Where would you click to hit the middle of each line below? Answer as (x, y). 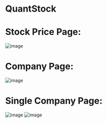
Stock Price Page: (43, 32)
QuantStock (31, 9)
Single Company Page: (54, 101)
